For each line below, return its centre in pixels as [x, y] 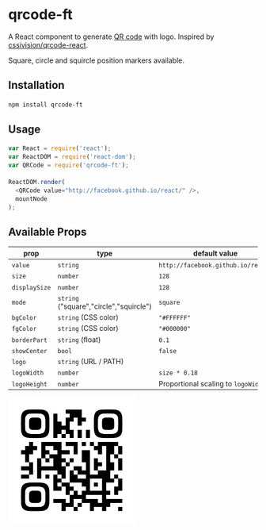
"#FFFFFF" [175, 318]
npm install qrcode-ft [46, 105]
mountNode [31, 199]
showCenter [29, 351]
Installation [36, 85]
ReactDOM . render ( [37, 182]
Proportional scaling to [196, 383]
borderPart [29, 340]
